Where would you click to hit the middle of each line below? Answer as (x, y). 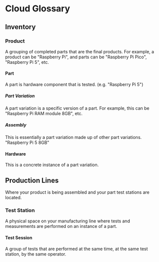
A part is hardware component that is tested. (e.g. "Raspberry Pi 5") (74, 85)
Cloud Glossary (38, 9)
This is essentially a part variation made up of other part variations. (74, 137)
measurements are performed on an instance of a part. (61, 226)
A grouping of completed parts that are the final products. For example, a (80, 51)
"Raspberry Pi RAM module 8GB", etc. (44, 114)
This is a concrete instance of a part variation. (52, 165)
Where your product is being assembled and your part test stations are (77, 192)
